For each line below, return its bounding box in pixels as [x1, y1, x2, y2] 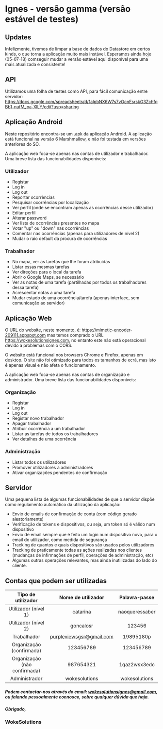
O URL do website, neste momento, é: [5, 327, 81, 333]
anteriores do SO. [5, 141, 40, 147]
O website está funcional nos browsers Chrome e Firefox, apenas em [5, 352, 143, 358]
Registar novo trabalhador [12, 415, 65, 421]
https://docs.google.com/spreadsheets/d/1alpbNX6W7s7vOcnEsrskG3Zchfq [5, 99, 158, 104]
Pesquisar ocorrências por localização [12, 199, 89, 205]
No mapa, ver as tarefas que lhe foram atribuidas [12, 259, 110, 265]
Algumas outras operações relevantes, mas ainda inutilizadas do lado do [12, 558, 157, 563]
